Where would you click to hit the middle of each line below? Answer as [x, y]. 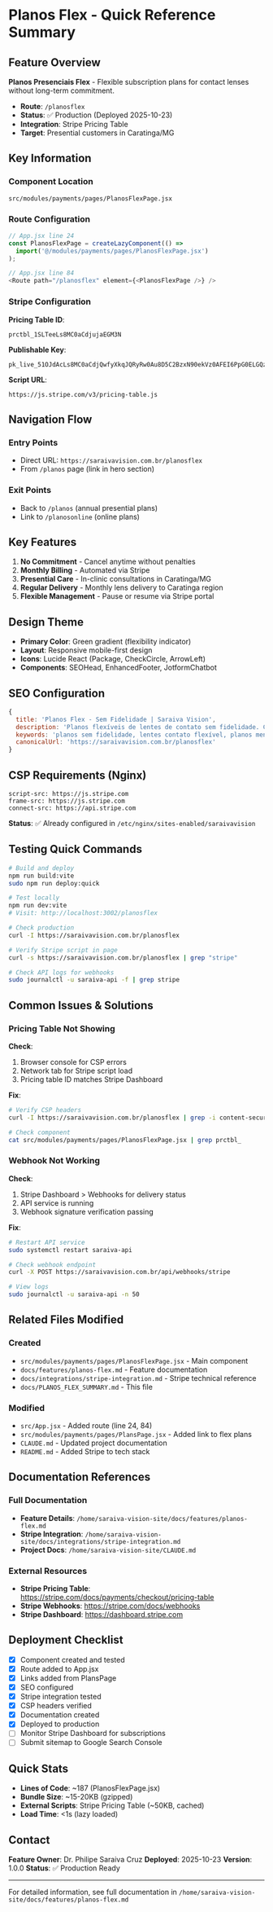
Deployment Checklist [66, 1640]
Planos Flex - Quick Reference [112, 15]
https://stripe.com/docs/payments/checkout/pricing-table [117, 1598]
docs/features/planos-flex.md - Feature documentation [114, 1369]
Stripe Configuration [50, 301]
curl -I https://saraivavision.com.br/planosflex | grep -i [113, 1118]
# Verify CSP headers [45, 1110]
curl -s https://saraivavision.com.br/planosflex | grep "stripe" [123, 958]
